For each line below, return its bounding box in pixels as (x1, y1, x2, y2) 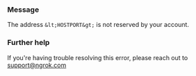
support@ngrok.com (7, 61, 67, 69)
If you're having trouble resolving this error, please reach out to (7, 53, 188, 61)
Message (7, 5, 40, 15)
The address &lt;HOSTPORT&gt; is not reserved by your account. (7, 21, 190, 29)
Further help (7, 38, 50, 48)
